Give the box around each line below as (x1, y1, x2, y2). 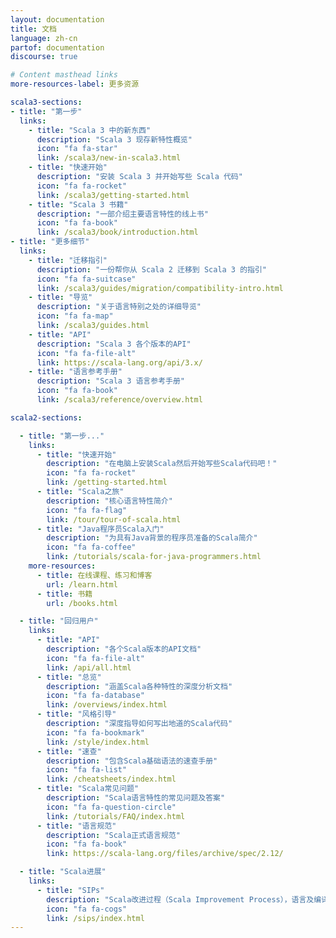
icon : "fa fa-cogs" (46, 904, 128, 914)
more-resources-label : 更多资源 (10, 79, 140, 90)
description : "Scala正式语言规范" (46, 830, 181, 840)
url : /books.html (46, 598, 118, 608)
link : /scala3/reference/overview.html (36, 395, 203, 405)
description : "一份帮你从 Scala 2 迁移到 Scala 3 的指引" (36, 264, 268, 275)
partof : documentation (10, 42, 105, 53)
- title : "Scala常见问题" (36, 784, 140, 794)
